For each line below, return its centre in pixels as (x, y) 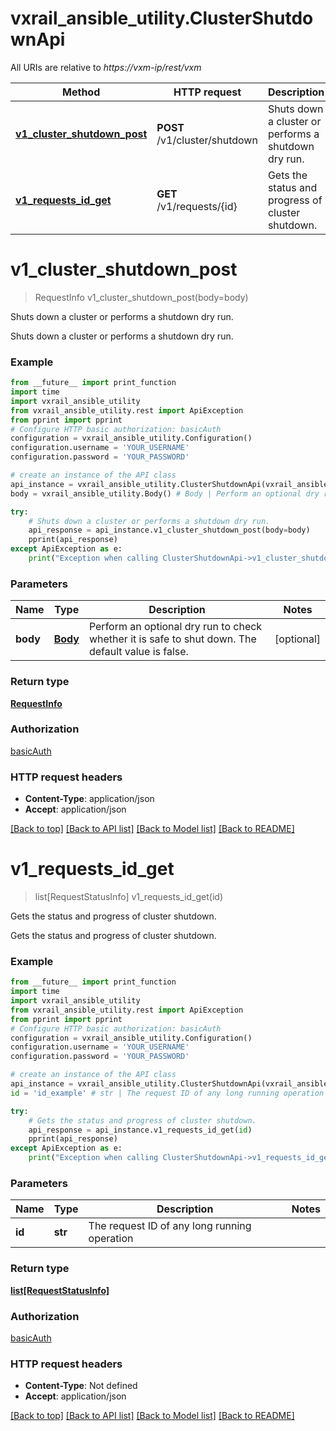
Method (81, 92)
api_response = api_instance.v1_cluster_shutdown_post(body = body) (169, 530)
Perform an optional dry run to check (175, 627)
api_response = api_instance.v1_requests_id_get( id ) (140, 1130)
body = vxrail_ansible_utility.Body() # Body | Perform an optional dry (165, 493)
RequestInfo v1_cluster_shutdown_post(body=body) (141, 297)
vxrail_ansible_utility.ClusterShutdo (162, 18)
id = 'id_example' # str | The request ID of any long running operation (167, 1093)
